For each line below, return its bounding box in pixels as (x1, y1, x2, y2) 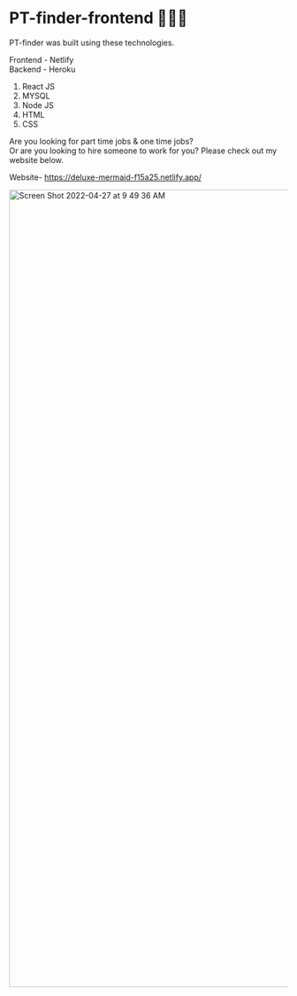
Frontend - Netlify (9, 54, 74, 65)
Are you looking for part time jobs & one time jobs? (9, 136, 194, 146)
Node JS (21, 99, 55, 110)
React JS (21, 81, 56, 91)
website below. (9, 154, 64, 165)
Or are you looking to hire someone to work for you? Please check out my (9, 145, 278, 156)
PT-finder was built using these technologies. (9, 37, 175, 48)
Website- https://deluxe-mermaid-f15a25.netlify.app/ (9, 172, 202, 183)
